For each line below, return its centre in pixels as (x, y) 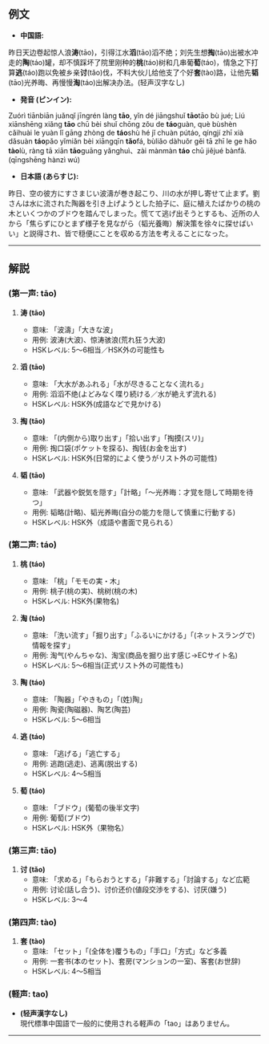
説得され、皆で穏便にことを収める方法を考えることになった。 (131, 233)
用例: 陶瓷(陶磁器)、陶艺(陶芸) (81, 709)
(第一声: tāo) (33, 294)
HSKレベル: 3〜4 (60, 900)
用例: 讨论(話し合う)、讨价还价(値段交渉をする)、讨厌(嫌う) (129, 890)
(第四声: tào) (33, 923)
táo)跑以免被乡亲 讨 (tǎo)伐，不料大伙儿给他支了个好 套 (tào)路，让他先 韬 (142, 72)
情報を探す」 (53, 645)
